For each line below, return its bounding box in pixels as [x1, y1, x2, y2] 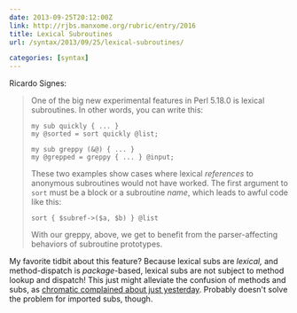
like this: [30, 197, 62, 207]
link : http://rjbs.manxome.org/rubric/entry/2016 [9, 21, 197, 30]
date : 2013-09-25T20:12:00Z [9, 12, 113, 22]
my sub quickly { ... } [30, 121, 120, 131]
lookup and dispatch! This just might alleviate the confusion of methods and [9, 275, 286, 286]
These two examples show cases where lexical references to [30, 168, 254, 179]
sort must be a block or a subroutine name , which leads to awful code [30, 187, 288, 198]
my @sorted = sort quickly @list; [30, 129, 159, 138]
